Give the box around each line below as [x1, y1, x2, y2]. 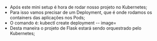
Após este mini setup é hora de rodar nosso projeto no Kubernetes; [9, 4, 148, 10]
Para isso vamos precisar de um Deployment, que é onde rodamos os [9, 9, 153, 15]
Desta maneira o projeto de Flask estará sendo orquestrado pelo [9, 25, 142, 31]
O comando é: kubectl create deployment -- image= [9, 20, 116, 26]
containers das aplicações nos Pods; [9, 15, 85, 20]
